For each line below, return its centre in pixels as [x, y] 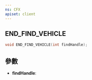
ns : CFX [13, 9]
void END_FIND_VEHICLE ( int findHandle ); [46, 45]
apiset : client [20, 14]
